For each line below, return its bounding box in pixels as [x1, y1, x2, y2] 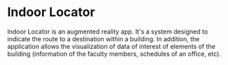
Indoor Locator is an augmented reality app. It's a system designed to [7, 27, 208, 36]
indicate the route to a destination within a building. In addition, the [7, 34, 200, 43]
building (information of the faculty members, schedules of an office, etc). [7, 50, 221, 58]
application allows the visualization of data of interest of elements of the [7, 42, 216, 50]
